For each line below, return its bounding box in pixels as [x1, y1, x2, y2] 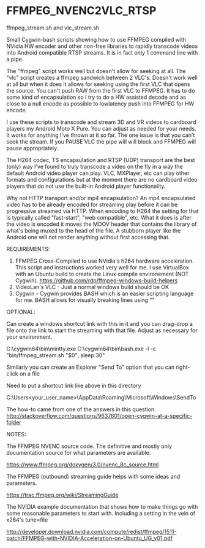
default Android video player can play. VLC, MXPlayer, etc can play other [6, 169, 190, 177]
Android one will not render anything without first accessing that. [6, 233, 170, 241]
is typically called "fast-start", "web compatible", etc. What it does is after [6, 214, 192, 221]
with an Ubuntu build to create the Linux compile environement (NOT [15, 270, 189, 277]
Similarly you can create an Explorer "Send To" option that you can [6, 363, 175, 371]
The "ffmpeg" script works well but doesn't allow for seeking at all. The [6, 67, 186, 74]
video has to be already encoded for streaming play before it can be [6, 201, 178, 208]
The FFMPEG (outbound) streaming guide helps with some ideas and [6, 473, 181, 480]
